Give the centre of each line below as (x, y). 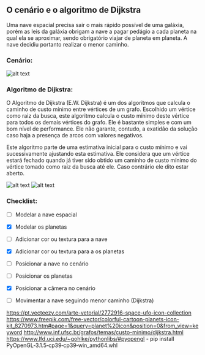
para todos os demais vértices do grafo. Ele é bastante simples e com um (99, 123)
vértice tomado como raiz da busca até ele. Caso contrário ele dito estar (98, 167)
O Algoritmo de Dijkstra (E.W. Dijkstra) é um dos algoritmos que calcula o (99, 103)
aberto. (15, 174)
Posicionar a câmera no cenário (55, 288)
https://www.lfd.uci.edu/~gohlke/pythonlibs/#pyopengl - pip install (90, 339)
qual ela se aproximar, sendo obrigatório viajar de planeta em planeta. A (97, 38)
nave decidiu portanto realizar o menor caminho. (68, 44)
